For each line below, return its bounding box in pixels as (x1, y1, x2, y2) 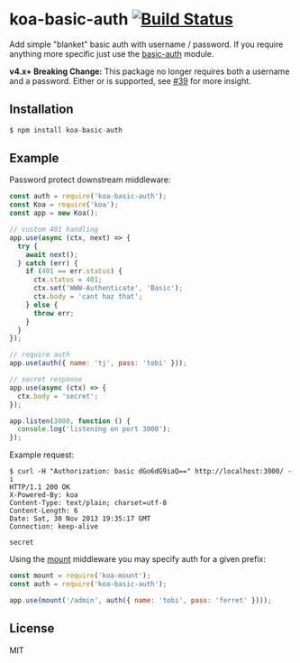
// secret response (9, 375, 83, 384)
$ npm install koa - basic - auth (9, 125, 123, 134)
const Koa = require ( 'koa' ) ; (9, 200, 119, 209)
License (9, 621, 55, 636)
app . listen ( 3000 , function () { (9, 416, 131, 426)
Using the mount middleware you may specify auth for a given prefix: (9, 554, 266, 565)
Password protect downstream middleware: (9, 174, 171, 185)
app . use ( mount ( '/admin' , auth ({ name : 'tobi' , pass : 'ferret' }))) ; (9, 595, 272, 604)
